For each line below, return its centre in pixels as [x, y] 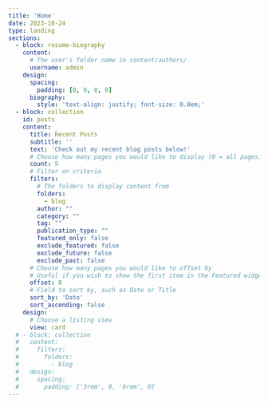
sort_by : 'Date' [56, 298]
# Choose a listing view [71, 320]
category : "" [59, 216]
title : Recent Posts [63, 134]
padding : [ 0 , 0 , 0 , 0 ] [75, 90]
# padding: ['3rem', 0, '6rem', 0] [85, 387]
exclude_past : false [71, 260]
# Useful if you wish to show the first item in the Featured [135, 275]
